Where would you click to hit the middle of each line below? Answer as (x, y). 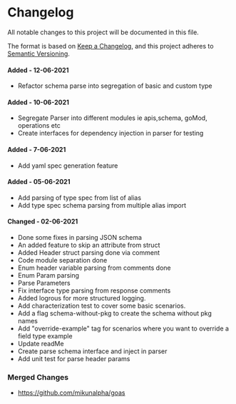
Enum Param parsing (48, 275)
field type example (45, 335)
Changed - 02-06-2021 (43, 221)
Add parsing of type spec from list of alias (79, 198)
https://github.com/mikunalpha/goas (72, 393)
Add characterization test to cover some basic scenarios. (102, 305)
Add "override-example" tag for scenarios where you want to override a (123, 328)
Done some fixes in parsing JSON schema (80, 237)
